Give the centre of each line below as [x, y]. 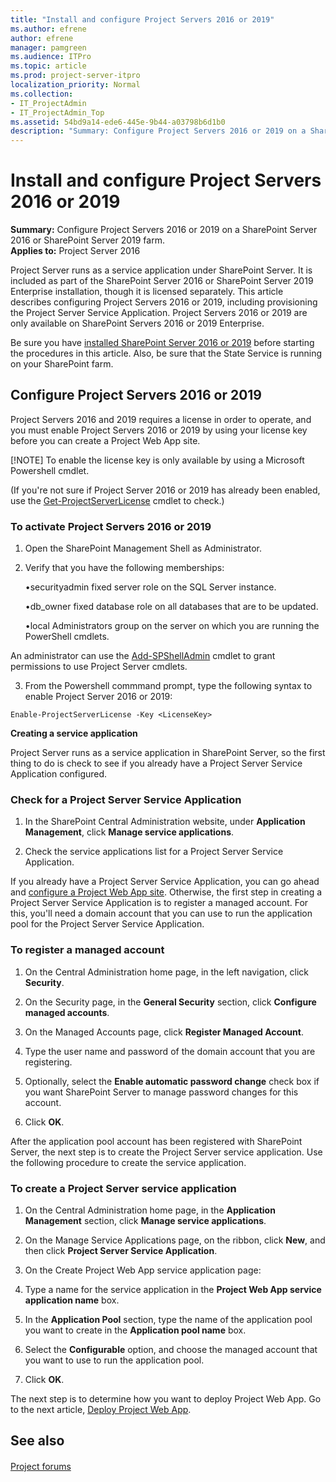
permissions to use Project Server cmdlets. [99, 667]
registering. [48, 1062]
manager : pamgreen [48, 47]
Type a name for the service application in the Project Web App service [173, 1290]
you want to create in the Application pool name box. [135, 1330]
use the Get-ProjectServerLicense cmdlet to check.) [117, 500]
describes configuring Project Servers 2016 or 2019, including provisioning [164, 302]
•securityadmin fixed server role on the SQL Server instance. [150, 587]
